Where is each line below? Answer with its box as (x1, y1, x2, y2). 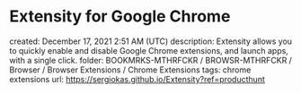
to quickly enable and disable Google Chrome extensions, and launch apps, (9, 45, 289, 55)
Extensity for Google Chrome (9, 6, 231, 27)
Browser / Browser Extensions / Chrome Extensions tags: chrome (9, 64, 252, 75)
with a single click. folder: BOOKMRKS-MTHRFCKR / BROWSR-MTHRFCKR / (9, 55, 292, 65)
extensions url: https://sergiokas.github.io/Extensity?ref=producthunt (9, 73, 265, 84)
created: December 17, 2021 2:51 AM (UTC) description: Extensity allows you (9, 36, 293, 46)
